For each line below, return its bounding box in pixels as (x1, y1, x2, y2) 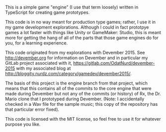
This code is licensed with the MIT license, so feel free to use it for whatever (5, 116, 161, 122)
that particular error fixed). (5, 106, 59, 112)
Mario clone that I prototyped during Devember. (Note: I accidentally (5, 96, 145, 102)
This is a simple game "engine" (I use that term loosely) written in (5, 4, 139, 10)
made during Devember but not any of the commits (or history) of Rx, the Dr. (5, 91, 161, 96)
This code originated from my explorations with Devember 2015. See (5, 49, 145, 55)
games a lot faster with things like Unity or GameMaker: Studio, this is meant (5, 30, 161, 35)
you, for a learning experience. (5, 40, 68, 46)
